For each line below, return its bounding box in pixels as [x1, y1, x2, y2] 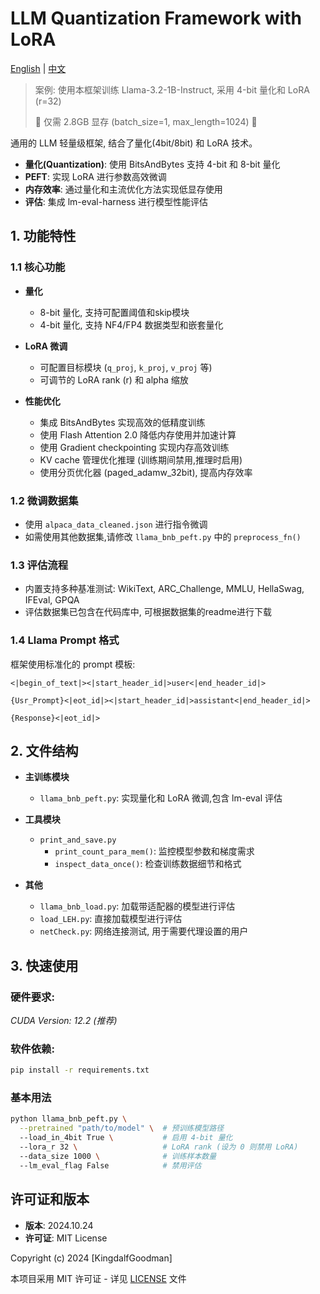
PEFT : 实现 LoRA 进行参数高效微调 [24, 170, 167, 182]
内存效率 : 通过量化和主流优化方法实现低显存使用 [24, 183, 223, 195]
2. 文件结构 [10, 742, 79, 759]
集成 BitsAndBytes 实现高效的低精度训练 [39, 416, 206, 428]
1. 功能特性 [10, 228, 77, 245]
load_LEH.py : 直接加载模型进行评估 [39, 913, 183, 925]
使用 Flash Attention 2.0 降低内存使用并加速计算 [39, 428, 237, 441]
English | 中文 [10, 62, 67, 74]
